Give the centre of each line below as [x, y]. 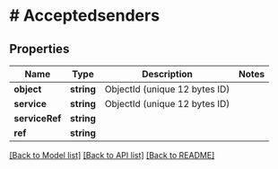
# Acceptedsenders [84, 16]
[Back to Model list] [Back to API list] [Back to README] [112, 155]
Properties [39, 49]
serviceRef [38, 118]
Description [167, 74]
